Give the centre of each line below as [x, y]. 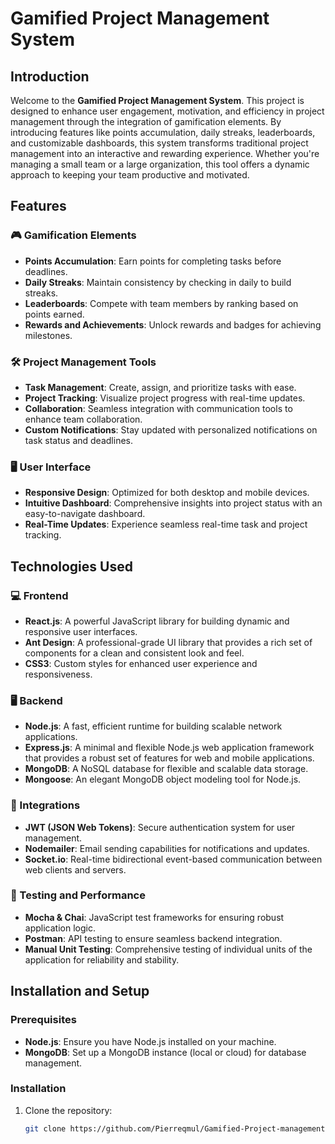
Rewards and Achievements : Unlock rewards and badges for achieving [173, 324]
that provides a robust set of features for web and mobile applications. [169, 758]
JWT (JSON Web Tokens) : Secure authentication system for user [160, 827]
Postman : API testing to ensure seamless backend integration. [153, 938]
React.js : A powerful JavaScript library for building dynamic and [157, 621]
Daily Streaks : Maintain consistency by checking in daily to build [158, 282]
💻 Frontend [39, 595]
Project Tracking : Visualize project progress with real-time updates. [165, 398]
